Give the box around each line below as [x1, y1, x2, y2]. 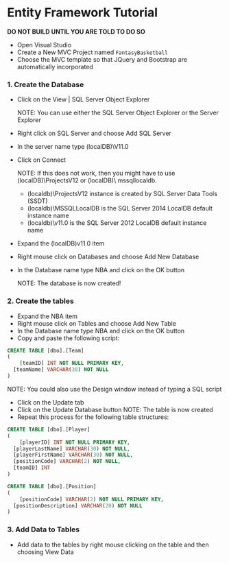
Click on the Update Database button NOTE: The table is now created [16, 405, 214, 414]
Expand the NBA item [16, 312, 77, 320]
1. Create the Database [7, 80, 84, 89]
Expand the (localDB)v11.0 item [16, 239, 105, 248]
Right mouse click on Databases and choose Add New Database [16, 252, 200, 261]
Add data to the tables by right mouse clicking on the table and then [16, 540, 209, 549]
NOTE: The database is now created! [16, 279, 121, 287]
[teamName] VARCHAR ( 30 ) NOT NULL [13, 366, 109, 373]
